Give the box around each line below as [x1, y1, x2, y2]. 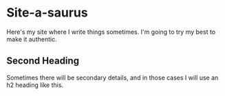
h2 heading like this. [6, 81, 63, 89]
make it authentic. [6, 35, 57, 43]
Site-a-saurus [6, 5, 88, 21]
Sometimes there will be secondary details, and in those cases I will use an [6, 73, 219, 81]
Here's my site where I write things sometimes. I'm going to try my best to [6, 28, 216, 36]
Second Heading [6, 55, 80, 67]
